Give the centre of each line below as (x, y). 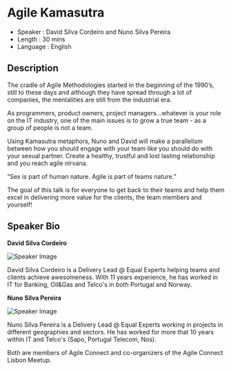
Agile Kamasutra (56, 13)
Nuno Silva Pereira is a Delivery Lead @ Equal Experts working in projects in (115, 324)
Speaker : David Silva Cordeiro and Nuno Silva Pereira (94, 32)
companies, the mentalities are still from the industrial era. (90, 99)
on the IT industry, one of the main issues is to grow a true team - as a (107, 120)
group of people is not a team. (50, 127)
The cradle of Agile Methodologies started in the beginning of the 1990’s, (111, 85)
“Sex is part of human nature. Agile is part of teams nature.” (92, 176)
